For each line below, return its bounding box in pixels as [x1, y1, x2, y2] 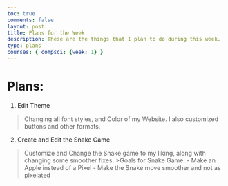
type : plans [7, 42, 41, 49]
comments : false [7, 17, 54, 24]
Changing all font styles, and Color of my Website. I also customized [23, 115, 219, 123]
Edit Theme [17, 101, 50, 109]
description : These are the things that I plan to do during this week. [7, 36, 221, 43]
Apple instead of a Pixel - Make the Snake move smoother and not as [23, 163, 221, 171]
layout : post [7, 23, 45, 30]
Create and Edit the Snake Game [17, 136, 111, 144]
